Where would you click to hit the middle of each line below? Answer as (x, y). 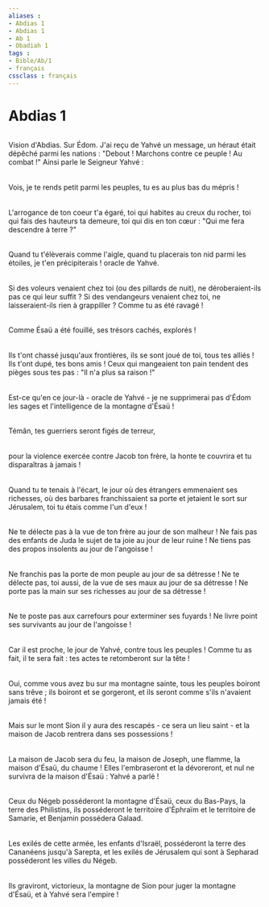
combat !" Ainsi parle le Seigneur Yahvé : (76, 162)
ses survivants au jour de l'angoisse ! (70, 625)
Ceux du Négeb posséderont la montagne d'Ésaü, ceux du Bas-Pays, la (127, 801)
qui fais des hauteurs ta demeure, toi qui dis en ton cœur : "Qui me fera (126, 221)
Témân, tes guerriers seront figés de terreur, (82, 431)
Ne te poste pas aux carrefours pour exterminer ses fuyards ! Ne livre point (133, 616)
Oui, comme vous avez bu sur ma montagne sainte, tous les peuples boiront (134, 683)
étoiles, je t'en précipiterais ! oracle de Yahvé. (84, 263)
